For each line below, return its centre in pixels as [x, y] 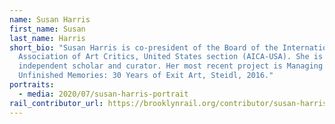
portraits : [32, 85]
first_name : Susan [47, 29]
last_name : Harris [47, 38]
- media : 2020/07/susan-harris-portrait [103, 94]
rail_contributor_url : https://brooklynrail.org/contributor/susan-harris [168, 103]
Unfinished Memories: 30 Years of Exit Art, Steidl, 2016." [146, 76]
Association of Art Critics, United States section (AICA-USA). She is [171, 57]
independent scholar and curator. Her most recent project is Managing [171, 66]
